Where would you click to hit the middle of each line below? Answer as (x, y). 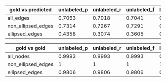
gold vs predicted (30, 10)
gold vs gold (30, 48)
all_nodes (19, 56)
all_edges (19, 18)
